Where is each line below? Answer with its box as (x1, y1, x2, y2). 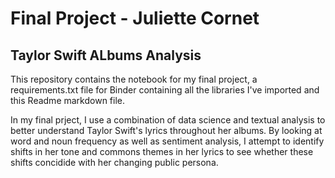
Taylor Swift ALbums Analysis (10, 47, 202, 64)
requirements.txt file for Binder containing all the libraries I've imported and (10, 84, 320, 96)
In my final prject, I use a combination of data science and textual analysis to (10, 114, 326, 126)
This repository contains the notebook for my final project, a (10, 73, 258, 85)
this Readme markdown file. (10, 95, 125, 106)
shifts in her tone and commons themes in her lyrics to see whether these (10, 146, 314, 157)
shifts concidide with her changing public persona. (10, 157, 219, 168)
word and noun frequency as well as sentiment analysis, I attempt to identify (10, 135, 325, 147)
